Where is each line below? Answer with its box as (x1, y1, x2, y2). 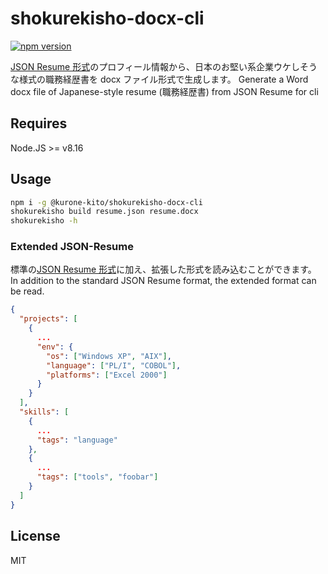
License (10, 528, 61, 545)
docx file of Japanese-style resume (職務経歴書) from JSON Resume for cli (10, 85, 319, 97)
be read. (10, 285, 45, 297)
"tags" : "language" (36, 435, 118, 445)
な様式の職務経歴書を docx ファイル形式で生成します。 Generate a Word (10, 73, 309, 85)
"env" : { (36, 342, 74, 352)
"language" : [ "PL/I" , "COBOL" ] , (46, 360, 182, 371)
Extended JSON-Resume (10, 240, 134, 254)
